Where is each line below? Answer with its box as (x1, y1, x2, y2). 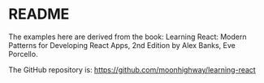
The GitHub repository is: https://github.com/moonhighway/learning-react (8, 64, 256, 74)
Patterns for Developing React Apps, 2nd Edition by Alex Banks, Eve (8, 40, 236, 50)
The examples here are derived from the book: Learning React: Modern (8, 32, 247, 41)
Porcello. (8, 49, 38, 59)
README (8, 5, 70, 24)
